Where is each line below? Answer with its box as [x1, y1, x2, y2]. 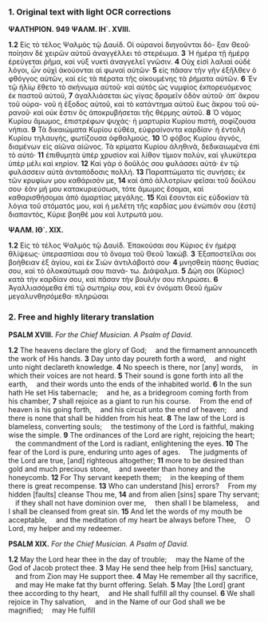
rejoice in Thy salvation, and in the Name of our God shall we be [8, 597, 226, 606]
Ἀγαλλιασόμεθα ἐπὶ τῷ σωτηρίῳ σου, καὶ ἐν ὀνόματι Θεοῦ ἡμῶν [8, 283, 223, 293]
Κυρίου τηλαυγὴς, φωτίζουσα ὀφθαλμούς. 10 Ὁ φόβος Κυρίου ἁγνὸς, [8, 133, 242, 143]
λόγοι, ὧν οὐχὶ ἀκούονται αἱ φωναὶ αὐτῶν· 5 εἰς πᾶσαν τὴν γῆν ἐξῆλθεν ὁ [8, 65, 257, 75]
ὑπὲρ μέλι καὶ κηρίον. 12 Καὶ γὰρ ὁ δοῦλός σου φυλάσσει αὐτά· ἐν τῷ [8, 159, 239, 169]
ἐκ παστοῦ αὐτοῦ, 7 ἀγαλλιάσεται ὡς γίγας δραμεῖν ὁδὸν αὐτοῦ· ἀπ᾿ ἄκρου [8, 91, 260, 101]
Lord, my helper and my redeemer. [8, 523, 122, 533]
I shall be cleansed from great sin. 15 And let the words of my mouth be [8, 506, 243, 516]
